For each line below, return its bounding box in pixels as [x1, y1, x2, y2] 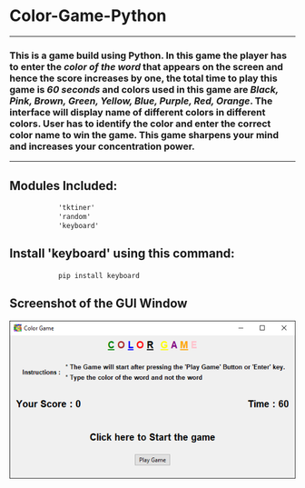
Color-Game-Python [9, 5, 167, 26]
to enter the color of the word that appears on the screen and [9, 60, 284, 73]
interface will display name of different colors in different [9, 105, 266, 118]
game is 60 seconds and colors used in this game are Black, [9, 83, 279, 95]
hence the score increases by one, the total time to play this [9, 72, 279, 85]
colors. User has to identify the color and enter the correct [9, 117, 271, 130]
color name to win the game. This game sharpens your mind [9, 128, 280, 141]
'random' [57, 213, 92, 222]
